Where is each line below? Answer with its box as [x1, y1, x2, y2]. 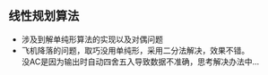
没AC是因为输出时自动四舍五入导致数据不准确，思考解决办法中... [21, 56, 260, 67]
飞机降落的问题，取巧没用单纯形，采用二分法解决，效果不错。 [21, 45, 250, 55]
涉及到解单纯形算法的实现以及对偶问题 [21, 34, 163, 45]
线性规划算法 [8, 8, 80, 24]
